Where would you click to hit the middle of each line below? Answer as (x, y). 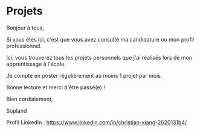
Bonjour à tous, (25, 28)
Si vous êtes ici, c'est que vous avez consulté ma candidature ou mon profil (100, 39)
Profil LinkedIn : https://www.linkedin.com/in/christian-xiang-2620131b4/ (97, 122)
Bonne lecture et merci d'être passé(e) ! (56, 87)
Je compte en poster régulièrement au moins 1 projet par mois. (84, 75)
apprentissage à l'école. (36, 64)
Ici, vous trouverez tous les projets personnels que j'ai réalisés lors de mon (99, 57)
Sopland (17, 110)
